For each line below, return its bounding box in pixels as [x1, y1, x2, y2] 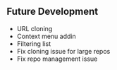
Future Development [6, 6, 99, 18]
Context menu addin [16, 32, 76, 40]
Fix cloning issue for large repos [16, 47, 111, 55]
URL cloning [16, 24, 53, 33]
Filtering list [16, 39, 51, 48]
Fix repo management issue [16, 54, 98, 63]
